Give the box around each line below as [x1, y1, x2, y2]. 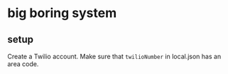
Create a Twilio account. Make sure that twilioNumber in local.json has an [7, 52, 222, 60]
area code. [7, 60, 39, 68]
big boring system [7, 5, 117, 21]
